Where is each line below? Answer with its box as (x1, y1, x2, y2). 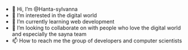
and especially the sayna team (11, 31, 87, 38)
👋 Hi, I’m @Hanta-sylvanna (11, 6, 78, 12)
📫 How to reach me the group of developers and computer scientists (11, 37, 183, 44)
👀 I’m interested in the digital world (11, 12, 97, 19)
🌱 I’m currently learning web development (11, 18, 115, 25)
